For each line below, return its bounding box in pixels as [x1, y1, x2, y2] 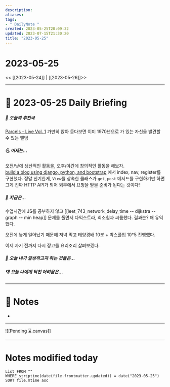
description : [5, 7, 33, 13]
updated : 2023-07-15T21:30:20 [5, 31, 69, 36]
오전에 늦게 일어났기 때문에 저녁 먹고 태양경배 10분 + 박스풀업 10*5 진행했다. [5, 232, 156, 238]
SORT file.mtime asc [5, 378, 49, 383]
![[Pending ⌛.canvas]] [5, 328, 51, 334]
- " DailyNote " [5, 21, 39, 27]
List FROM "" [5, 369, 33, 374]
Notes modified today [5, 352, 98, 364]
